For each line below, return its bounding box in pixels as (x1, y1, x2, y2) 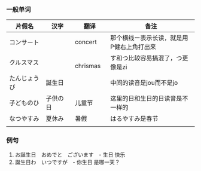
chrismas (74, 62, 101, 70)
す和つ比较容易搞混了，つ (110, 54, 182, 62)
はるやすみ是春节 (110, 115, 159, 123)
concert (74, 38, 97, 46)
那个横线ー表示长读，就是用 (110, 34, 188, 42)
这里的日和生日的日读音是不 (110, 94, 188, 103)
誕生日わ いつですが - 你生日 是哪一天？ (14, 158, 121, 166)
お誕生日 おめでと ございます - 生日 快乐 (14, 151, 126, 158)
